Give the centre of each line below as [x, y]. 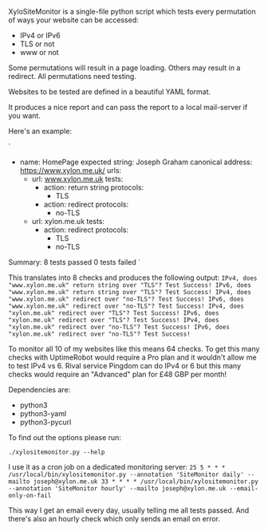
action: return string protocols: [94, 187]
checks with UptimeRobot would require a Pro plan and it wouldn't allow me [132, 357]
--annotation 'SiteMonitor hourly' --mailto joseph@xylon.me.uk [117, 489]
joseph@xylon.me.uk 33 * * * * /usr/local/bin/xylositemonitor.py [146, 482]
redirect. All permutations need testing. [73, 76]
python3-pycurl [45, 422]
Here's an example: [40, 131]
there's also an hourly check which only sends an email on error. [114, 519]
